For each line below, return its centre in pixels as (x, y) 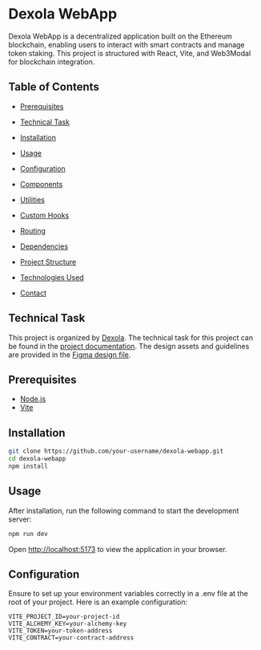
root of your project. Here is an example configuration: (98, 602)
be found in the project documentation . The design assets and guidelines (129, 346)
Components (41, 184)
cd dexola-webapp (37, 459)
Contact (33, 293)
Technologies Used (52, 277)
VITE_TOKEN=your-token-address (60, 631)
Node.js (33, 399)
